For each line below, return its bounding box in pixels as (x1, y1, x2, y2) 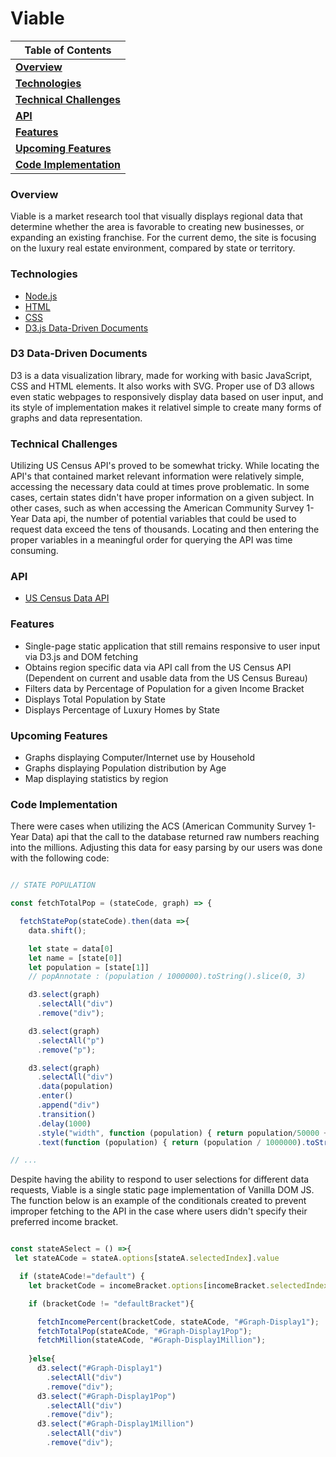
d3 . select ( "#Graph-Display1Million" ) (36, 1419, 195, 1429)
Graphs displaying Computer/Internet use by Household (24, 752, 255, 764)
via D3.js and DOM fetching (24, 650, 138, 662)
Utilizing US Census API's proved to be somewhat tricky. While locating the (10, 460, 320, 472)
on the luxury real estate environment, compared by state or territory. (10, 242, 296, 254)
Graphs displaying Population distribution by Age (24, 762, 227, 774)
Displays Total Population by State (24, 693, 166, 705)
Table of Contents (24, 43, 112, 57)
